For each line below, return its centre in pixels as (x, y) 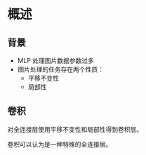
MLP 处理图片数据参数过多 (56, 61)
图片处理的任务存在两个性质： (60, 69)
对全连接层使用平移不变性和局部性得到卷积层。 (75, 129)
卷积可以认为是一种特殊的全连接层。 (60, 144)
